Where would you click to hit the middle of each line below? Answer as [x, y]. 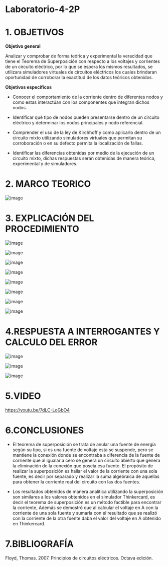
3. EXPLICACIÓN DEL [50, 218]
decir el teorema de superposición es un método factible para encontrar [87, 502]
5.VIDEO [23, 396]
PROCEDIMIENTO [42, 229]
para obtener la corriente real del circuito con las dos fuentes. [76, 481]
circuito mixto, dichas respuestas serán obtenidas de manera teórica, [84, 158]
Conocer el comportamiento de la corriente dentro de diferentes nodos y [88, 97]
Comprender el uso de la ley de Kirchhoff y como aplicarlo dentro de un [87, 132]
